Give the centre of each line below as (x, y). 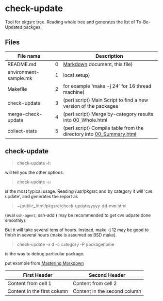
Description (109, 56)
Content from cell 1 (30, 283)
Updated (14, 27)
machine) (74, 92)
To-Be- (143, 22)
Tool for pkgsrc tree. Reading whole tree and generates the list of (70, 22)
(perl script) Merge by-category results (108, 114)
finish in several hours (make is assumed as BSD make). (61, 235)
